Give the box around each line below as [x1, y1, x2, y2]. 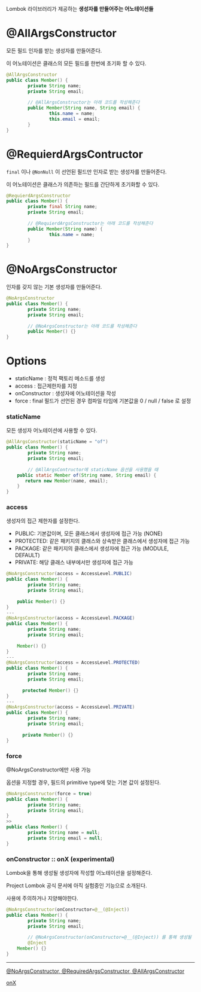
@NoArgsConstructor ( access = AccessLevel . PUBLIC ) [6, 570, 133, 577]
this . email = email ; [48, 116, 100, 122]
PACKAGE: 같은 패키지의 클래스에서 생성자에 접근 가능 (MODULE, [14, 545, 169, 552]
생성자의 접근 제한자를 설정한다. [6, 517, 80, 524]
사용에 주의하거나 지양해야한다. [6, 895, 79, 902]
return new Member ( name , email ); [25, 478, 109, 484]
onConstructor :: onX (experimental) [6, 854, 115, 863]
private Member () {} [22, 732, 74, 738]
